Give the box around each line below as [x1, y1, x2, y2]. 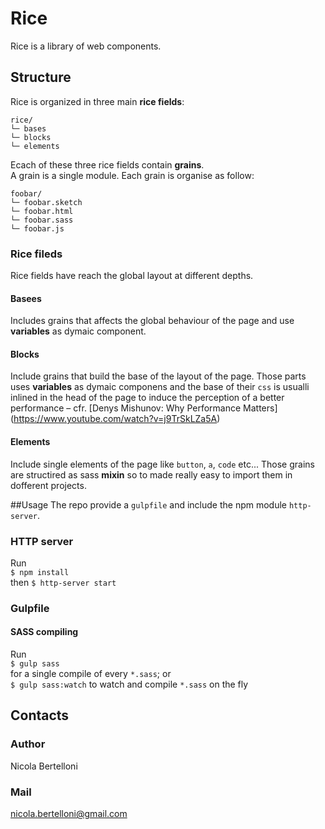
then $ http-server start [10, 576, 117, 588]
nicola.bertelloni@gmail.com [10, 808, 128, 820]
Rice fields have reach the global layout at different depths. [10, 270, 254, 282]
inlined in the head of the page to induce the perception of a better [10, 392, 285, 404]
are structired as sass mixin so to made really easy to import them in [10, 468, 293, 481]
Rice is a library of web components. [10, 40, 162, 52]
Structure [10, 69, 72, 86]
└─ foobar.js [10, 223, 65, 234]
